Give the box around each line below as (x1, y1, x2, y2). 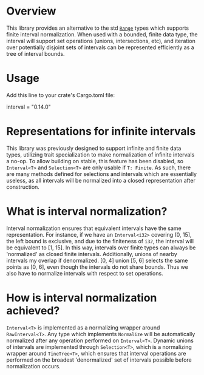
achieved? (6, 303, 60, 317)
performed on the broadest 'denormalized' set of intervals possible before (6, 356, 192, 363)
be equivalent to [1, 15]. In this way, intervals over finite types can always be (6, 244, 196, 251)
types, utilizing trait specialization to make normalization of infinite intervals (6, 150, 195, 158)
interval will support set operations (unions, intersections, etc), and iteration (6, 37, 195, 44)
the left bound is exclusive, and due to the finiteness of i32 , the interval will (6, 237, 194, 245)
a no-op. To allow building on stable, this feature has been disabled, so (6, 157, 184, 164)
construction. (6, 183, 39, 191)
